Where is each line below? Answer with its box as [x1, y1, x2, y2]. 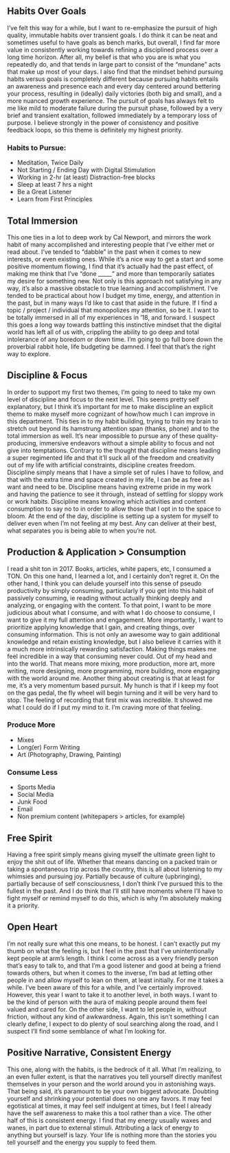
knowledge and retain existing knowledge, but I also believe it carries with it [7, 638, 222, 646]
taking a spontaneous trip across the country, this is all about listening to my [7, 865, 223, 873]
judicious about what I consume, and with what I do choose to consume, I [7, 608, 216, 616]
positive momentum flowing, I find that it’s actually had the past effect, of [7, 262, 214, 270]
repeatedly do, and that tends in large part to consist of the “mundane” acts [7, 60, 221, 68]
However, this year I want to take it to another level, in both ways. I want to [7, 990, 218, 999]
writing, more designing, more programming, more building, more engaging [7, 666, 220, 675]
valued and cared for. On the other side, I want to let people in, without [7, 1005, 207, 1013]
